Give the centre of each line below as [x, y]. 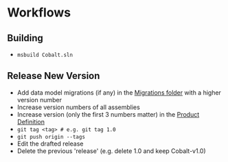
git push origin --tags [51, 137]
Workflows [39, 13]
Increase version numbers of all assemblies [79, 107]
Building [25, 38]
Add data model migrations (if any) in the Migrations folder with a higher [119, 92]
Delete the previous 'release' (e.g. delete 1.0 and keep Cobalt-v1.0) [111, 151]
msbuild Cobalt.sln [45, 55]
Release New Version [54, 76]
